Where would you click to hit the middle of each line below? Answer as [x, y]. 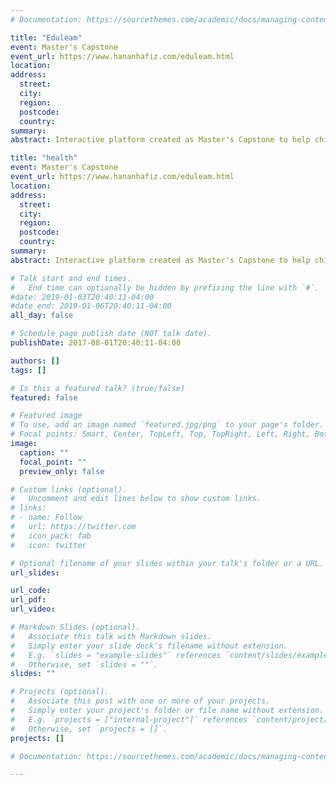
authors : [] [35, 361]
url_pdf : [28, 600]
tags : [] [28, 370]
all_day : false [42, 316]
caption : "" [44, 452]
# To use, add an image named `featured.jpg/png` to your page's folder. [167, 425]
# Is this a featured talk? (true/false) [98, 388]
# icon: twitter [48, 545]
